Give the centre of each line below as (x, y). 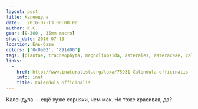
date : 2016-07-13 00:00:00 (42, 22)
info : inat (30, 77)
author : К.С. (22, 28)
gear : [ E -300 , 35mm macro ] (41, 34)
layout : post (22, 11)
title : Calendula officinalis (54, 83)
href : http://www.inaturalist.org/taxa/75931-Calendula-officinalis (103, 72)
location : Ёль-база (30, 45)
